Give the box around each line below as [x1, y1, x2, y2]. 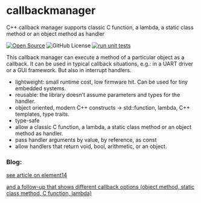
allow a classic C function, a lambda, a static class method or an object [14, 123, 192, 130]
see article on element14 [6, 171, 68, 179]
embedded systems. [14, 84, 66, 92]
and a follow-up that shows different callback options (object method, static [6, 183, 195, 191]
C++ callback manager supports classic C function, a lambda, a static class [6, 24, 194, 31]
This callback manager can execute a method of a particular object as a [6, 53, 185, 61]
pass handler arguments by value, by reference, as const [14, 136, 157, 143]
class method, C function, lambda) [6, 190, 92, 197]
